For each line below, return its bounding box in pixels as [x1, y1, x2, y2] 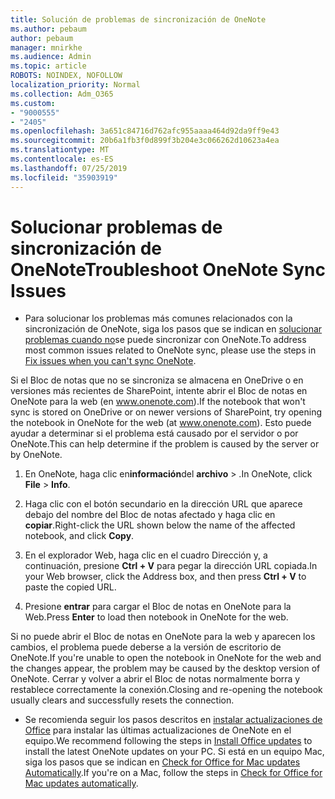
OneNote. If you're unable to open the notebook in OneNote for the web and [10, 652, 322, 664]
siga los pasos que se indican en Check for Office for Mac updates [24, 756, 301, 768]
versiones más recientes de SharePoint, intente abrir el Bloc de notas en [10, 385, 308, 397]
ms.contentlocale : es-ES [10, 154, 114, 164]
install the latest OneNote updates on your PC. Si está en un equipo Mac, [24, 746, 325, 758]
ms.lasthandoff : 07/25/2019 [10, 163, 128, 173]
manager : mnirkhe [10, 42, 83, 53]
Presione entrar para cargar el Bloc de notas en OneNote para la [24, 601, 292, 613]
